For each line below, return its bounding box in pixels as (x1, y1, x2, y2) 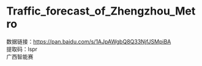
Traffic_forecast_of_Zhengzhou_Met (6, 4, 196, 18)
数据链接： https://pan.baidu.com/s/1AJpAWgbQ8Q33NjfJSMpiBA (6, 38, 171, 45)
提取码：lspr (6, 45, 38, 53)
